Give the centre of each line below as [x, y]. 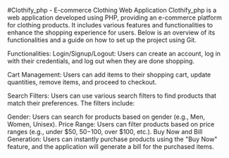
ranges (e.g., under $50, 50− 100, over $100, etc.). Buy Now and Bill [105, 132]
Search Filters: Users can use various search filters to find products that [112, 96]
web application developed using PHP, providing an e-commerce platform [114, 18]
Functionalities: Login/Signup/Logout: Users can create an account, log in [114, 53]
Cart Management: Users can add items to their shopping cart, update [109, 74]
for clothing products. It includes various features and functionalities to [110, 25]
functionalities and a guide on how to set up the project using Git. [102, 40]
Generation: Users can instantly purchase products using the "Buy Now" [112, 139]
